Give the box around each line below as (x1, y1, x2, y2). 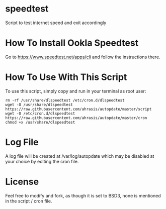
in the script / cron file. (5, 198, 52, 204)
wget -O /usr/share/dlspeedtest (5, 102, 73, 107)
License (5, 176, 39, 187)
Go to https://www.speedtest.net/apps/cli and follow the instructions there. (5, 54, 160, 60)
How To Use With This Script (5, 71, 127, 83)
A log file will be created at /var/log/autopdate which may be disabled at (5, 153, 154, 159)
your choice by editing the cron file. (5, 158, 79, 164)
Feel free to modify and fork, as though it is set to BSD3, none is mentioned (5, 192, 161, 198)
